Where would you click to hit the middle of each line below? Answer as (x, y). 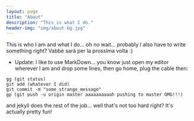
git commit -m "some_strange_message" (54, 90)
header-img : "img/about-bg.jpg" (46, 28)
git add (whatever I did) (38, 85)
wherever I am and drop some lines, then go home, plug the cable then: (101, 69)
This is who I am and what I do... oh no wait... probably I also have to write (96, 45)
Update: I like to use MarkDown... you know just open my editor (92, 62)
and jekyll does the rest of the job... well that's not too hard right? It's (90, 106)
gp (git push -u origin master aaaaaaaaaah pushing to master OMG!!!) (95, 95)
